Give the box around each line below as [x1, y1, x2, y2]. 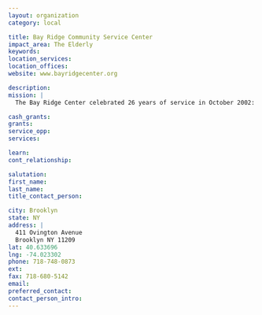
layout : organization [8, 11, 79, 20]
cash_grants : [8, 113, 51, 120]
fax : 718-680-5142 [8, 272, 68, 280]
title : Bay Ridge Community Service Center [8, 33, 153, 41]
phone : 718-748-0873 [8, 258, 76, 266]
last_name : [8, 185, 44, 193]
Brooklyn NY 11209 [15, 235, 76, 244]
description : [8, 83, 51, 91]
